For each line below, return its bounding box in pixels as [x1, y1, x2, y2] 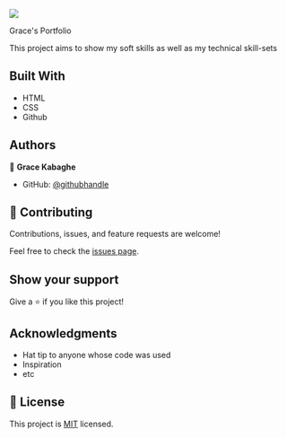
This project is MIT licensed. [9, 418, 114, 429]
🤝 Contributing [9, 205, 93, 220]
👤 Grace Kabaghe [9, 162, 76, 172]
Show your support [9, 272, 119, 287]
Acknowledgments [9, 326, 118, 341]
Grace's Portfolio [9, 25, 72, 36]
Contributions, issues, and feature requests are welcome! [9, 229, 221, 240]
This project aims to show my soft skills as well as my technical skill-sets [9, 43, 278, 53]
